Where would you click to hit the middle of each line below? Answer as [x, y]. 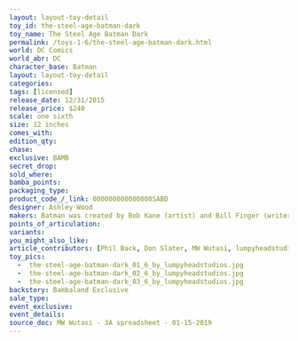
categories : [31, 83]
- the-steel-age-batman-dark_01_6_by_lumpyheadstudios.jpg [130, 266]
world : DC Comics [41, 51]
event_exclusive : [41, 306]
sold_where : [31, 174]
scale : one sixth [41, 116]
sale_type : [29, 298]
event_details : [37, 315]
